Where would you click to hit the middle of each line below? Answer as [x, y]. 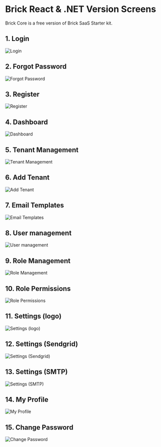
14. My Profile [27, 399]
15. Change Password [39, 427]
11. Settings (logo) [33, 316]
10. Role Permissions [38, 288]
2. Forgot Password [36, 67]
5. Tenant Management [42, 150]
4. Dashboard [27, 122]
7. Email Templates [35, 205]
